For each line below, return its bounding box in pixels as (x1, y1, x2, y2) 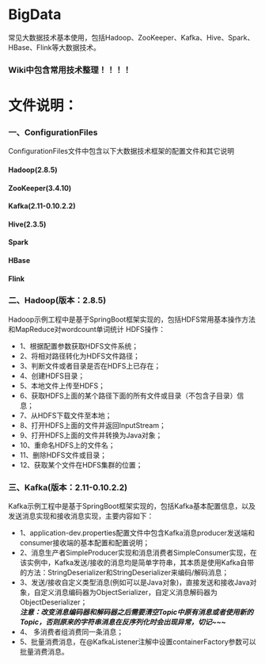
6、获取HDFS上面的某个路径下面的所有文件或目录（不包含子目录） (19, 391, 237, 400)
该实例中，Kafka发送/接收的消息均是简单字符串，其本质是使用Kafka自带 (19, 558, 255, 567)
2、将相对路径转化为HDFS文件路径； (19, 351, 141, 361)
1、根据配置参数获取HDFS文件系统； (19, 341, 139, 350)
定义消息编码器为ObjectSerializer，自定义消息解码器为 (40, 588, 218, 597)
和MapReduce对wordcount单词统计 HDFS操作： (8, 324, 166, 334)
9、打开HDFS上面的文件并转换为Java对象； (19, 430, 163, 440)
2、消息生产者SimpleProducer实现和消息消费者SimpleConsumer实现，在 (19, 548, 257, 558)
